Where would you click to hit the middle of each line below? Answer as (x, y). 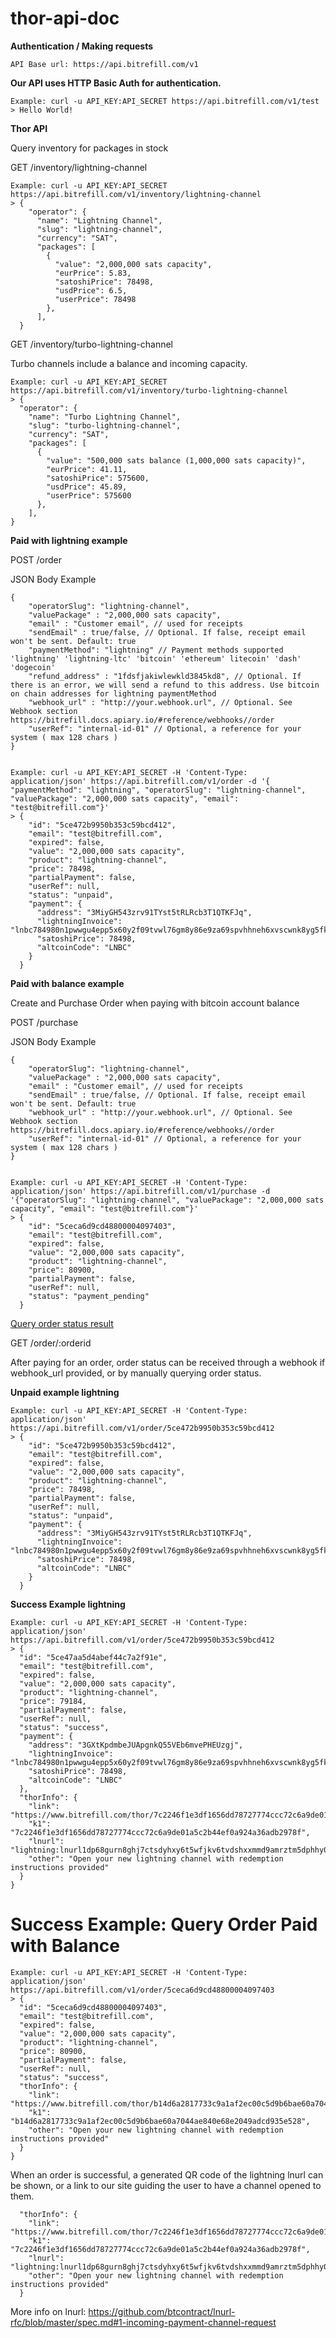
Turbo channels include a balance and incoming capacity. (129, 363)
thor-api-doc (65, 18)
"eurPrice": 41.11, (87, 469)
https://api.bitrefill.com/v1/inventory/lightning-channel (136, 194)
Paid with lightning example (69, 540)
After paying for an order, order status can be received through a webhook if (168, 1362)
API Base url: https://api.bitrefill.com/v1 (104, 64)
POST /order (36, 559)
